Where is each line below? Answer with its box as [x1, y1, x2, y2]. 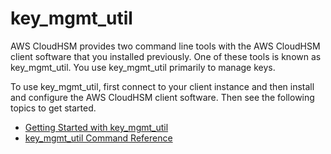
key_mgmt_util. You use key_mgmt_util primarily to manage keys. [10, 61, 276, 73]
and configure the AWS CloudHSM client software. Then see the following [10, 91, 315, 103]
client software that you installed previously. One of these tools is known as [10, 50, 322, 62]
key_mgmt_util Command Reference [24, 132, 173, 144]
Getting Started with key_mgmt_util [24, 121, 169, 133]
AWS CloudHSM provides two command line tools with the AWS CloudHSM [10, 40, 321, 52]
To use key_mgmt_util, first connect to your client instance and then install [10, 80, 315, 92]
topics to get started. [10, 102, 97, 114]
